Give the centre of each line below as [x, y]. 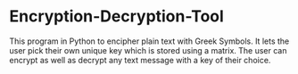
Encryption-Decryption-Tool [117, 16]
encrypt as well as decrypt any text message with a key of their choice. [140, 60]
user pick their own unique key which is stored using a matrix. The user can [148, 50]
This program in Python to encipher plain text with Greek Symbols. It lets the [149, 41]
